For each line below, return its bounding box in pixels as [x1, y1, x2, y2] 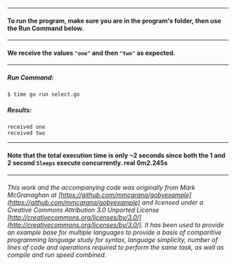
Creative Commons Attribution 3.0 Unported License [7, 205, 159, 215]
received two [7, 129, 46, 137]
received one [7, 124, 46, 131]
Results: [7, 106, 32, 114]
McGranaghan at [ [7, 191, 61, 199]
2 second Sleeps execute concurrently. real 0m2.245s [7, 158, 168, 167]
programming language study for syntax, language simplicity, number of [7, 236, 218, 244]
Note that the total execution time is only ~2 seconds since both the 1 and [7, 151, 226, 159]
